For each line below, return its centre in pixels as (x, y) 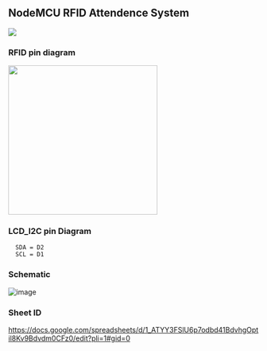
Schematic (29, 275)
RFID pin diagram (42, 53)
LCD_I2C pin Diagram (50, 232)
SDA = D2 (30, 248)
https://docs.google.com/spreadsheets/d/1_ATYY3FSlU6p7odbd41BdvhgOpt (133, 330)
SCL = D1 (30, 255)
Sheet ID (25, 312)
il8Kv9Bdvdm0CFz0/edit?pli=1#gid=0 (70, 338)
